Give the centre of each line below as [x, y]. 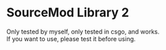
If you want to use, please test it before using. [71, 38]
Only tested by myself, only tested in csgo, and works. [83, 32]
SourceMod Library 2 [68, 13]
